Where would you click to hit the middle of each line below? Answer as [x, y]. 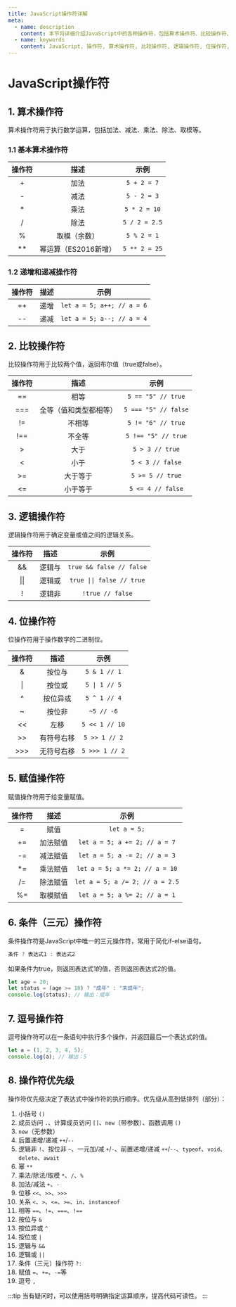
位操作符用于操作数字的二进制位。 [57, 639]
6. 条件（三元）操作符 [55, 923]
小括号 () [32, 1114]
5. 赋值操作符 [37, 778]
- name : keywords [40, 40]
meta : [16, 20]
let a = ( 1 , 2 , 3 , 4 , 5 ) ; [46, 1050]
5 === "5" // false [156, 410]
